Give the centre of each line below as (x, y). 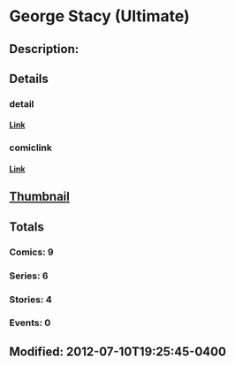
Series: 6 (29, 276)
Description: (44, 49)
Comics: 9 (32, 252)
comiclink (31, 148)
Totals (27, 227)
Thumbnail (40, 197)
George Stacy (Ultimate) (99, 16)
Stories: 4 (31, 300)
